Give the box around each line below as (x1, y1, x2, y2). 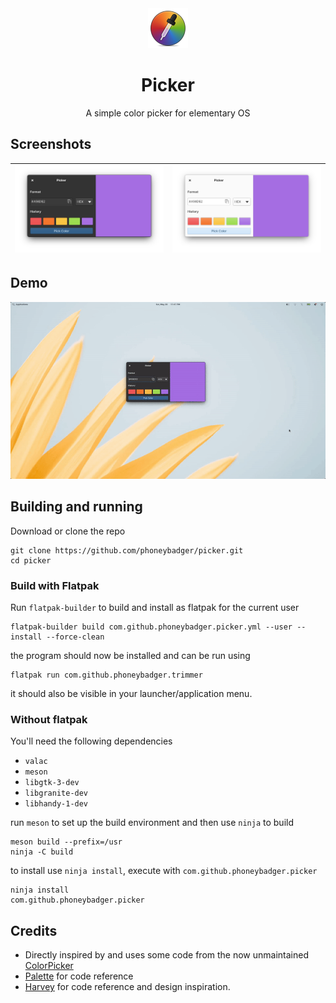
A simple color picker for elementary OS (85, 107, 251, 119)
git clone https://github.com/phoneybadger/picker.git (10, 545, 244, 556)
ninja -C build (10, 847, 74, 857)
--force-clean (46, 632, 105, 642)
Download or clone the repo (10, 525, 126, 537)
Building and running (10, 498, 143, 516)
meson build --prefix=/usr (10, 837, 123, 847)
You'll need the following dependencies (10, 735, 173, 747)
